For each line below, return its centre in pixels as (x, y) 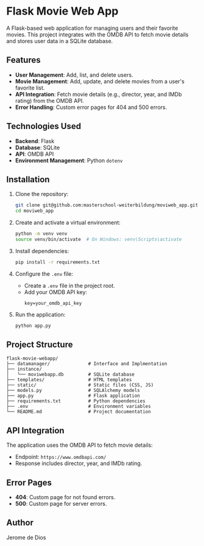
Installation (28, 179)
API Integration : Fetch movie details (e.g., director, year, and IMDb (98, 94)
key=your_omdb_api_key (53, 303)
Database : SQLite (37, 147)
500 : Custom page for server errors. (61, 504)
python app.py (33, 326)
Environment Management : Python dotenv (69, 160)
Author (20, 523)
